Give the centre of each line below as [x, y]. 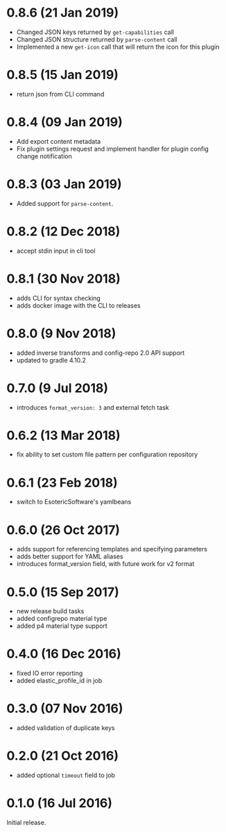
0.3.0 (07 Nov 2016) [65, 709]
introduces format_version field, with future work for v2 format [105, 564]
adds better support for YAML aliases [70, 556]
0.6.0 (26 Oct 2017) [63, 530]
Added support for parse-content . [65, 203]
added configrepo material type [62, 619]
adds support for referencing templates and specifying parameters [112, 549]
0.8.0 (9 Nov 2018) [61, 333]
